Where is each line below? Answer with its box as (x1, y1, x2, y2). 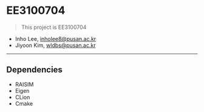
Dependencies (6, 64, 63, 75)
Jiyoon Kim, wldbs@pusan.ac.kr (15, 42, 96, 49)
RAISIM (15, 81, 34, 88)
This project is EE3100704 (21, 23, 87, 31)
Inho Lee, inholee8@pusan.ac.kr (15, 35, 97, 42)
